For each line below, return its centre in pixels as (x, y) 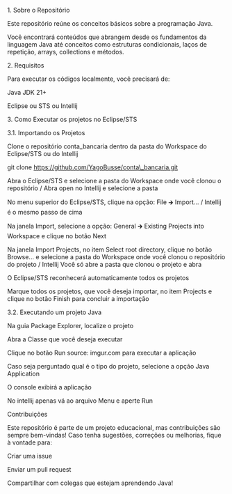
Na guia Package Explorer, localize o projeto (71, 326)
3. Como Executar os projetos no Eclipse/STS (72, 119)
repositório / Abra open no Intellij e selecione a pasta (83, 188)
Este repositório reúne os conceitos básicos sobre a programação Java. (110, 23)
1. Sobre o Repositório (39, 10)
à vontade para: (30, 442)
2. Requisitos (26, 65)
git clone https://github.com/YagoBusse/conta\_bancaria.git (93, 167)
